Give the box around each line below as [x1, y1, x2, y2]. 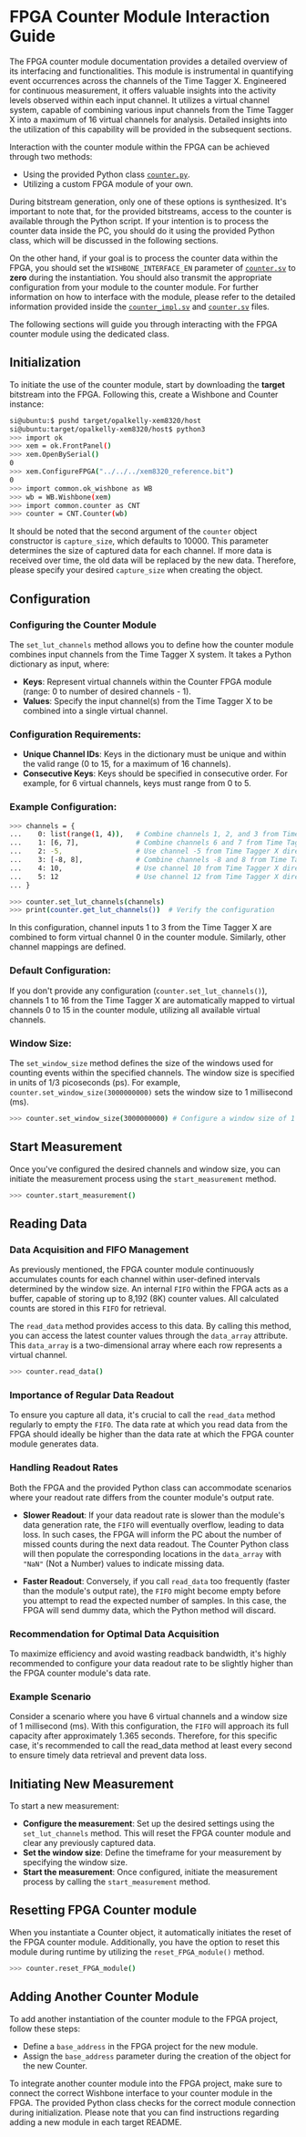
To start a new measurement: [9, 1800, 120, 1811]
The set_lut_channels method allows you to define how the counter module [9, 638, 294, 649]
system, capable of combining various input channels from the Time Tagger [9, 104, 294, 115]
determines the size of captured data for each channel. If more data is [9, 545, 272, 556]
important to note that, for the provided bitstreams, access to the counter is [9, 205, 292, 216]
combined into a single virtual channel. [22, 705, 168, 716]
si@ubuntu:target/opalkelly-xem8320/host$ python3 [9, 424, 206, 434]
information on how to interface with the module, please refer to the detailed [9, 291, 296, 302]
